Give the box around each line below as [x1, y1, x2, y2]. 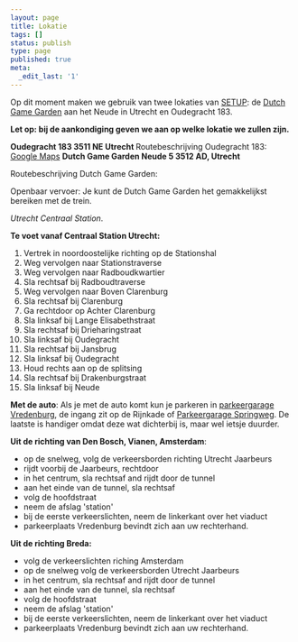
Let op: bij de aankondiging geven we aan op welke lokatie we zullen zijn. [10, 124, 290, 134]
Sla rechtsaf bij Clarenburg [23, 295, 123, 307]
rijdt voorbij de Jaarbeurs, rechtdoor [23, 463, 159, 473]
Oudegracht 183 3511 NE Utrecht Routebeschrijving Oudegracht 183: [10, 141, 267, 151]
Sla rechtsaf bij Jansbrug [23, 344, 116, 354]
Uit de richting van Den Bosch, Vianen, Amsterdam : [10, 436, 207, 446]
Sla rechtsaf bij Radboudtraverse [23, 276, 146, 287]
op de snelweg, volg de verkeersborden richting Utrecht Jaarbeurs [23, 453, 273, 464]
